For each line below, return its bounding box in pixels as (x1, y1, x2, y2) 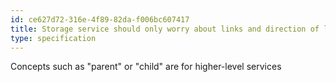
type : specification (10, 33, 97, 43)
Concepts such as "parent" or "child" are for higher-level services (10, 61, 282, 73)
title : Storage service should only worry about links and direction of (10, 24, 320, 34)
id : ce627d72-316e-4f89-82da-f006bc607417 (10, 14, 190, 25)
